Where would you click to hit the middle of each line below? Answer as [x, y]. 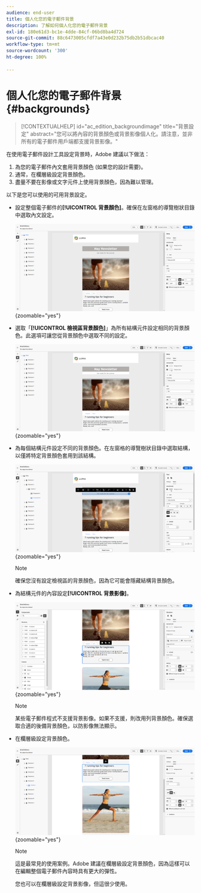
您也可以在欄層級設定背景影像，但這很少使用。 [72, 883]
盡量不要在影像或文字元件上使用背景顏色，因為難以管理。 [86, 182]
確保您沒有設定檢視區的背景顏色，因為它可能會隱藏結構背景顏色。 [96, 581]
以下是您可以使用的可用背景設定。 [48, 195]
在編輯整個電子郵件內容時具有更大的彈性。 [67, 871]
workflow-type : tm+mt [33, 44]
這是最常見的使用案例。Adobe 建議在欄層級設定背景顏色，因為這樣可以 [102, 863]
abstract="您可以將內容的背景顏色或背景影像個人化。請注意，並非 [112, 134]
